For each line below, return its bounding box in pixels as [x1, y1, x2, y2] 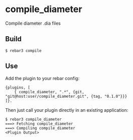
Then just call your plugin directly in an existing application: [5, 107, 128, 113]
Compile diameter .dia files [5, 20, 61, 26]
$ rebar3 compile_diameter [5, 117, 62, 122]
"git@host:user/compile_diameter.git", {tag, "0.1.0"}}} [5, 94, 127, 99]
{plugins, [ [5, 85, 30, 90]
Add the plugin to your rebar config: [5, 75, 80, 81]
